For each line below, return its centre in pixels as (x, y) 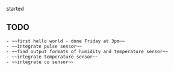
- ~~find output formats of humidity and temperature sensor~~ (87, 51)
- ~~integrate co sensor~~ (40, 62)
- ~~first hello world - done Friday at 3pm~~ (66, 41)
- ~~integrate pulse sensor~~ (44, 46)
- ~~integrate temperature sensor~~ (52, 57)
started (15, 9)
